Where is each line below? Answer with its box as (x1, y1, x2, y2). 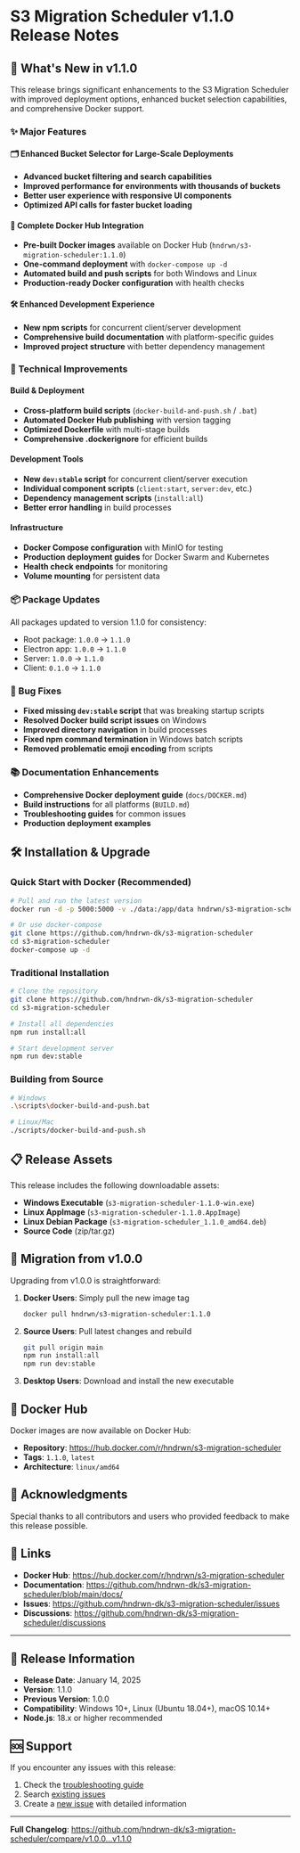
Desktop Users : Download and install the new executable (22, 1375, 234, 1387)
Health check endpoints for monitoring (22, 562, 168, 572)
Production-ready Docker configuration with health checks (22, 278, 245, 289)
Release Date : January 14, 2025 (22, 1675, 142, 1685)
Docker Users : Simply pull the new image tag (22, 1292, 190, 1303)
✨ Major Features (10, 125, 87, 137)
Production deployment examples (22, 817, 151, 828)
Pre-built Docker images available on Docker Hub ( (22, 240, 213, 250)
